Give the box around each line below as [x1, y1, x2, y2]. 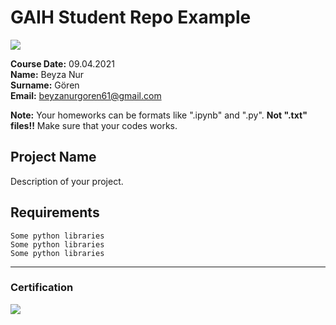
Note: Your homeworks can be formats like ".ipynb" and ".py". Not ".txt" [10, 109, 308, 121]
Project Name [10, 149, 97, 166]
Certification [10, 281, 74, 295]
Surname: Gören [10, 79, 80, 91]
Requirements [10, 204, 100, 221]
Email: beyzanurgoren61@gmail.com [10, 89, 162, 101]
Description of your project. [10, 175, 124, 187]
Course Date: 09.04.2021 [10, 57, 115, 70]
